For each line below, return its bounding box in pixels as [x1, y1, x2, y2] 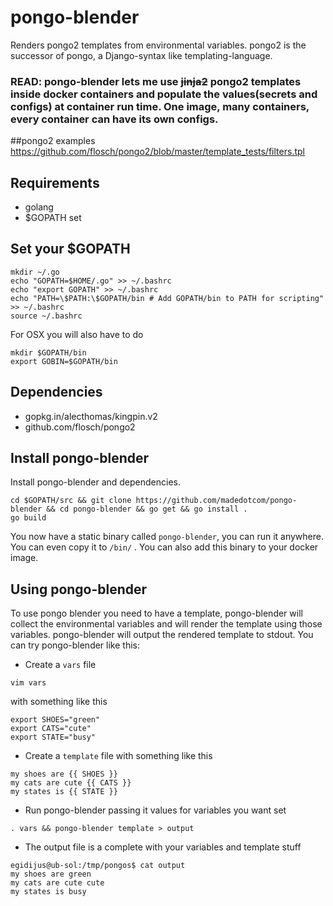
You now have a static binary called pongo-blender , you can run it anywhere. [10, 531, 324, 543]
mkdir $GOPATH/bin [10, 347, 87, 358]
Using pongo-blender [10, 581, 148, 598]
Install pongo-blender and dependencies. [10, 476, 182, 488]
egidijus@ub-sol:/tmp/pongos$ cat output [10, 861, 186, 871]
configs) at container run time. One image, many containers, [10, 99, 310, 113]
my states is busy [10, 887, 87, 897]
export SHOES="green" [10, 715, 101, 725]
